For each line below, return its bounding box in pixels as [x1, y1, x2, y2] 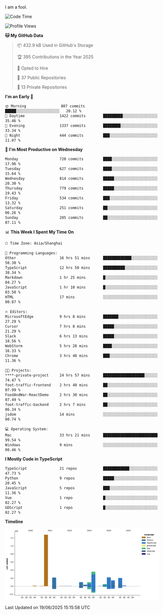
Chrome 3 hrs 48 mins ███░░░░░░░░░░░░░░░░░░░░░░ [5, 353, 158, 358]
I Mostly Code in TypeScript [5, 456, 62, 461]
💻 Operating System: [5, 427, 49, 432]
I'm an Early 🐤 [5, 94, 34, 99]
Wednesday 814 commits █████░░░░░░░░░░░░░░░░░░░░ [5, 176, 158, 181]
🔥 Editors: [5, 309, 28, 314]
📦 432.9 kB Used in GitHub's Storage [17, 43, 93, 48]
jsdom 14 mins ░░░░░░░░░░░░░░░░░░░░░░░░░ [5, 412, 158, 417]
